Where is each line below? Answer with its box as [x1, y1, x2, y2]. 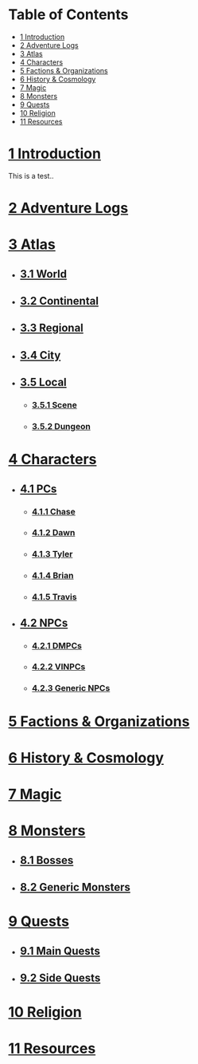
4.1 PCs [19, 482, 57, 495]
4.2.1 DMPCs [31, 640, 82, 651]
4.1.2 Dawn [31, 527, 76, 538]
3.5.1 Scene [31, 400, 77, 411]
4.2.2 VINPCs [31, 661, 86, 672]
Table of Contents [8, 6, 129, 24]
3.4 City [19, 349, 61, 362]
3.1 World [19, 267, 68, 281]
